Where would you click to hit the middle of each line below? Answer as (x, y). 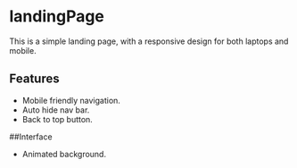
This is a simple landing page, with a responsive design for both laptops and (149, 41)
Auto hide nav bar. (56, 110)
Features (34, 79)
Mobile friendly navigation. (71, 100)
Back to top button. (58, 119)
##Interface (31, 137)
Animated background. (64, 154)
